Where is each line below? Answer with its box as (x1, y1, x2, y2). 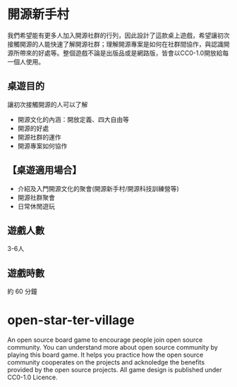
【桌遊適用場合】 (7, 164, 82, 176)
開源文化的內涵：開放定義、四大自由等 (17, 115, 129, 123)
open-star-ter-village (7, 312, 135, 328)
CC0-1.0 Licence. (7, 373, 58, 381)
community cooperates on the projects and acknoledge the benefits (7, 358, 205, 367)
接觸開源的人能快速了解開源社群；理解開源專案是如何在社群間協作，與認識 (7, 39, 224, 48)
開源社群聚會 (17, 193, 55, 202)
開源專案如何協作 (17, 142, 68, 150)
